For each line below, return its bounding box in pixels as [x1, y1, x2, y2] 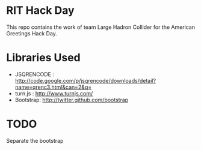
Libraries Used [6, 51, 81, 65]
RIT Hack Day [6, 4, 75, 17]
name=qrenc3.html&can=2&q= [14, 83, 92, 91]
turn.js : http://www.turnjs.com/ [14, 89, 93, 97]
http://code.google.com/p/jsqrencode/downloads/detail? [14, 77, 156, 84]
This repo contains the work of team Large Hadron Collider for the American [6, 23, 196, 31]
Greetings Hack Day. [6, 29, 57, 37]
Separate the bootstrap [6, 137, 64, 144]
